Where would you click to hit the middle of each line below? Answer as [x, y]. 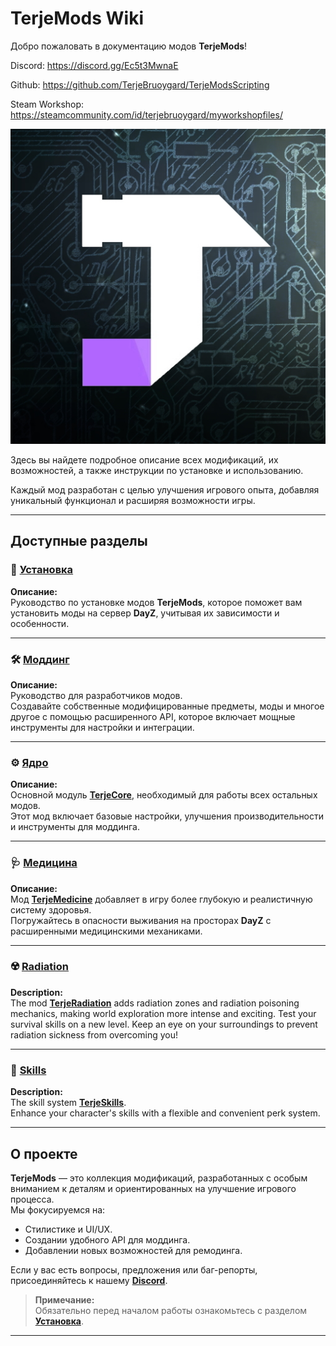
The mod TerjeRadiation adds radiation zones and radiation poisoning [155, 1003]
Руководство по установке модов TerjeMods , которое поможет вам [156, 602]
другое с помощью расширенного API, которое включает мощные [153, 716]
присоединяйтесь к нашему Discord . [89, 1280]
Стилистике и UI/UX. [68, 1229]
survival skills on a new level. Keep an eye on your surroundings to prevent [164, 1024]
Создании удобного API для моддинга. [107, 1239]
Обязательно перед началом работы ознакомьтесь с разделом [171, 1310]
